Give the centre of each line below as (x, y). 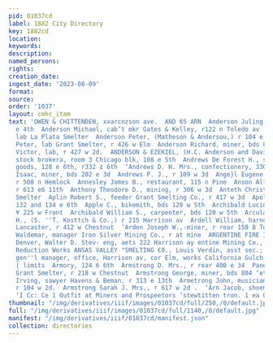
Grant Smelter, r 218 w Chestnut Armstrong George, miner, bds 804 (134, 273)
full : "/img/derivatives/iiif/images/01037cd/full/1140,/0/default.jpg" (134, 310)
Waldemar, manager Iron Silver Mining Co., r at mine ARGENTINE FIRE (138, 235)
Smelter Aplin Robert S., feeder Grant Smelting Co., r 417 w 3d (130, 197)
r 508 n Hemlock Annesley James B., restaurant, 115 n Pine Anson (134, 182)
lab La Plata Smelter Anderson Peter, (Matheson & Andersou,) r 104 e (140, 137)
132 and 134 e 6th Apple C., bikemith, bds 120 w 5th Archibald (130, 205)
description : (30, 54)
